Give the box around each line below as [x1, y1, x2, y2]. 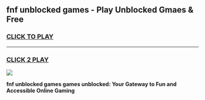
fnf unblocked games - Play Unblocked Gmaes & [6, 5, 194, 15]
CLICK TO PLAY [6, 33, 54, 41]
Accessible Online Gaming [6, 87, 75, 94]
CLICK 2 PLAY [6, 55, 49, 64]
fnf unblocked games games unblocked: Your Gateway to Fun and [6, 80, 177, 87]
